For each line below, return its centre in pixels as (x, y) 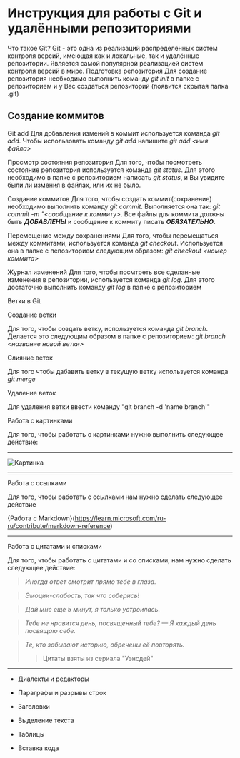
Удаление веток (32, 393)
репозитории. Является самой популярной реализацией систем (105, 63)
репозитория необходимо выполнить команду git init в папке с (103, 78)
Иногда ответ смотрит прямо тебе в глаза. (91, 581)
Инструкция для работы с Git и (105, 13)
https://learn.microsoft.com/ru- (120, 518)
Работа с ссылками (37, 482)
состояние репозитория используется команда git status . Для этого (111, 170)
